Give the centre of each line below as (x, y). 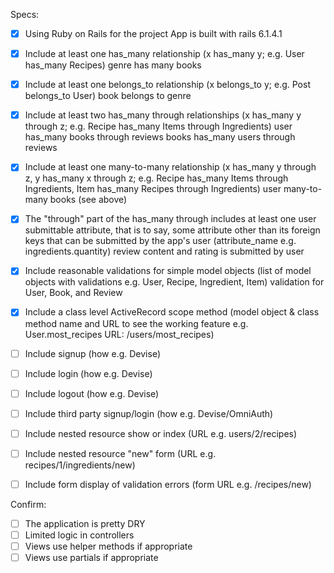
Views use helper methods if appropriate (108, 546)
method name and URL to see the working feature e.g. (136, 323)
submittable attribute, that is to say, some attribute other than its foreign (172, 230)
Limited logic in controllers (79, 535)
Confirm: (28, 504)
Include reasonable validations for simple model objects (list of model (168, 271)
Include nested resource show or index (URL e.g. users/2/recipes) (161, 433)
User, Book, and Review (73, 293)
